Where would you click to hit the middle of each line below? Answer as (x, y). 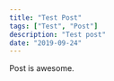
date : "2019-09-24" (46, 43)
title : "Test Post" (46, 18)
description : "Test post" (57, 34)
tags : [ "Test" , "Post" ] (54, 26)
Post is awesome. (42, 68)
